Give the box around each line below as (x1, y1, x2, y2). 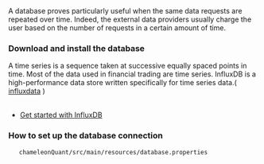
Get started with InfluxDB (19, 110, 103, 120)
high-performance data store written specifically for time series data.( (8, 78, 237, 88)
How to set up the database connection (8, 130, 163, 141)
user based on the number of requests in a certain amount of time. (8, 23, 227, 33)
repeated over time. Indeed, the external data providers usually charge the (8, 14, 252, 24)
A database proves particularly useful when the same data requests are (8, 6, 243, 15)
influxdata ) (8, 86, 45, 96)
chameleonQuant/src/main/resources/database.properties (18, 148, 208, 156)
